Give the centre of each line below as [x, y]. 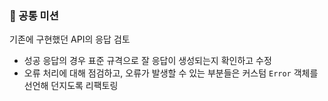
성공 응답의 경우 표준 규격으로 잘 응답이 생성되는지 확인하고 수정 [147, 61]
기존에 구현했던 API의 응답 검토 [70, 39]
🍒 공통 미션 [34, 15]
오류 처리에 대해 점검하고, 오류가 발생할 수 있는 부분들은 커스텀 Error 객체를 [171, 73]
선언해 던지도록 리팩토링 [71, 86]
